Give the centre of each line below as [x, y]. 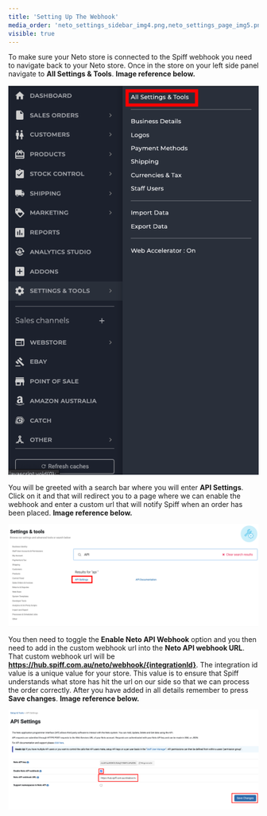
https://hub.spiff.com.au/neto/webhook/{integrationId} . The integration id [133, 664]
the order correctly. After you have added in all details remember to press [128, 690]
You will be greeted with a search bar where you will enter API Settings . [126, 487]
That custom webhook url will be [62, 656]
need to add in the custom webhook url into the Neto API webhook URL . [126, 648]
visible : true [32, 33]
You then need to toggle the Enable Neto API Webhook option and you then [132, 639]
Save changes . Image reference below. [74, 698]
